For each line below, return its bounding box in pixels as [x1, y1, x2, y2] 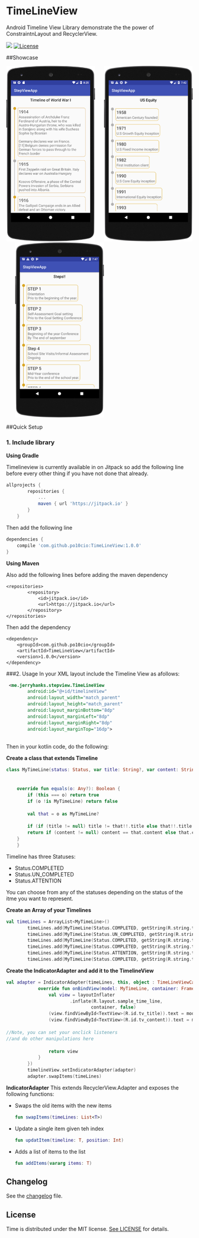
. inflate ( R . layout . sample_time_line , [69, 998, 163, 1004]
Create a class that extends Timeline [6, 755, 98, 762]
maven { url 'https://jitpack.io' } [37, 501, 129, 507]
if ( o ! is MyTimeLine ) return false [27, 798, 118, 804]
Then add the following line [6, 524, 73, 531]
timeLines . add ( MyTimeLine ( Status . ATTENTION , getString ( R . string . [27, 950, 192, 956]
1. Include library [6, 438, 55, 447]
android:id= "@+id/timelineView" [27, 689, 108, 695]
